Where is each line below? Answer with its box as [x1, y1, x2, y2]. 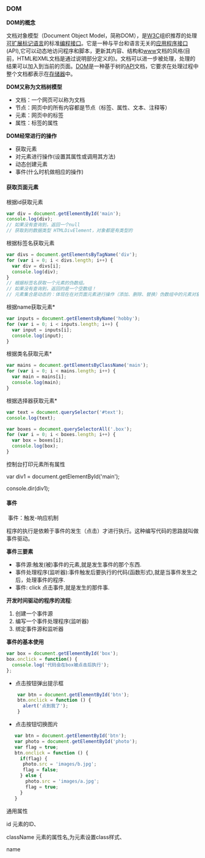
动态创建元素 [15, 160, 48, 168]
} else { [20, 773, 43, 779]
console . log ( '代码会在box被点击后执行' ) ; [12, 661, 110, 668]
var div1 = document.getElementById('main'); [6, 473, 120, 480]
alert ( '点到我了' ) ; [22, 703, 69, 709]
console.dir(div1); [6, 484, 50, 492]
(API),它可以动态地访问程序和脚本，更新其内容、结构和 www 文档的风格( [6, 47, 185, 55]
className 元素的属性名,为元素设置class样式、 [6, 833, 125, 840]
